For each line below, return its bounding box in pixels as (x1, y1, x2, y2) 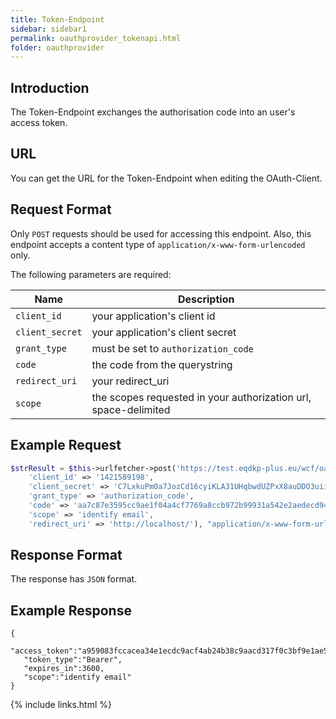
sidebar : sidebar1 (10, 24, 87, 34)
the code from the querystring (91, 357, 233, 371)
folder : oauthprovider (10, 42, 105, 53)
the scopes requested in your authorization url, (91, 390, 312, 404)
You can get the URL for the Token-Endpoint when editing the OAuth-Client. (10, 172, 323, 184)
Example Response (10, 602, 132, 619)
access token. (10, 117, 68, 129)
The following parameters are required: (10, 268, 172, 280)
